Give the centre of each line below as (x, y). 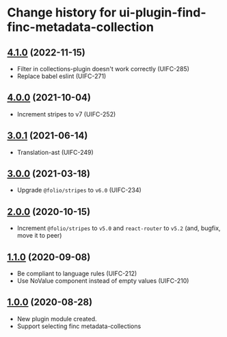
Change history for (62, 13)
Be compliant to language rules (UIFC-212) (77, 274)
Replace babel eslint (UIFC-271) (62, 76)
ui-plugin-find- (162, 13)
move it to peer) (39, 236)
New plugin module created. (57, 319)
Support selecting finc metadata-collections (79, 326)
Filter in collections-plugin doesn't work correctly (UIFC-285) (103, 69)
